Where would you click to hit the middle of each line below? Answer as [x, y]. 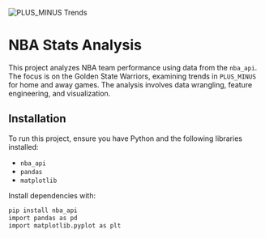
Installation [37, 119]
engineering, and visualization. [60, 93]
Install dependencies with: [52, 195]
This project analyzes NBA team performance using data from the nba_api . [133, 67]
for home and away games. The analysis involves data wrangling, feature [130, 84]
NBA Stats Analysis [75, 45]
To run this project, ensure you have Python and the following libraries [126, 138]
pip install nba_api [43, 210]
